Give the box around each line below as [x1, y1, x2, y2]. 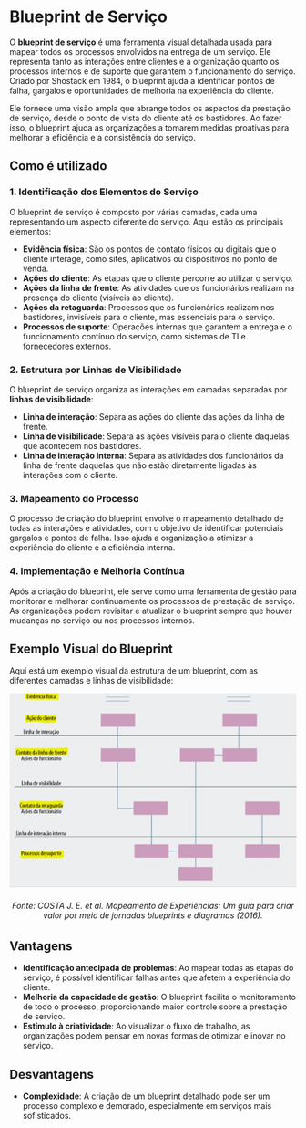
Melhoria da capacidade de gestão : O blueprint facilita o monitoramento [22, 992, 296, 1003]
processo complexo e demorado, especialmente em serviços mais [22, 1100, 272, 1111]
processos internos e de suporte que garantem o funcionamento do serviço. [9, 66, 296, 77]
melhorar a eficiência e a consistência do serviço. [9, 131, 196, 142]
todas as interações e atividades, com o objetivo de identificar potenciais [9, 523, 284, 534]
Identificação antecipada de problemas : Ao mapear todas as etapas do [22, 963, 294, 974]
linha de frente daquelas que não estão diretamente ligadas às [22, 459, 257, 471]
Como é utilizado [9, 158, 107, 174]
